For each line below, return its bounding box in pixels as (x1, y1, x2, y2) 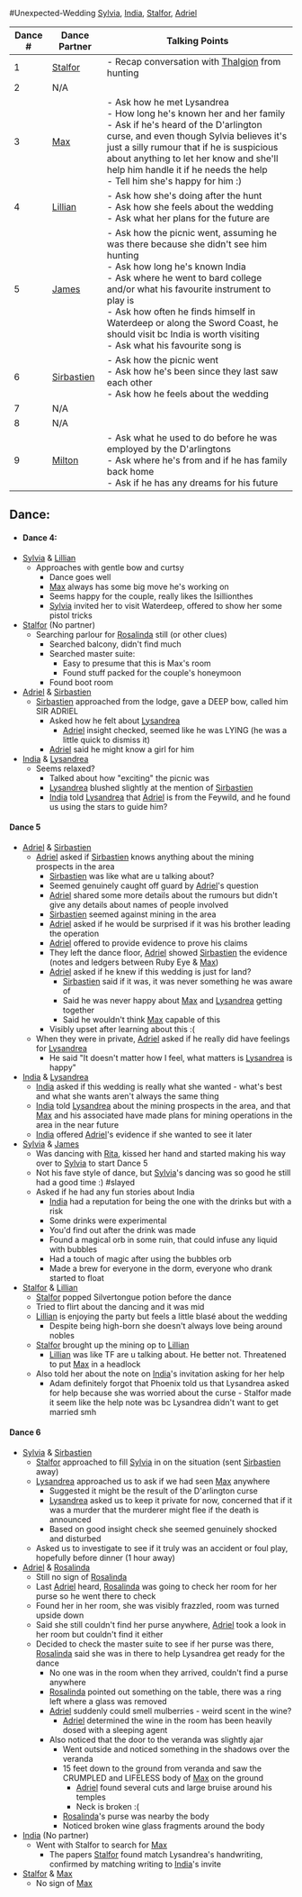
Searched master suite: (49, 648, 136, 658)
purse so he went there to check (35, 1591, 156, 1602)
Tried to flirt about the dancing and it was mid (35, 1301, 205, 1312)
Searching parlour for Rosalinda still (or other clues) (35, 629, 227, 640)
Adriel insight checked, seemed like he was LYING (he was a (62, 724, 288, 735)
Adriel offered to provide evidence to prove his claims (49, 937, 248, 948)
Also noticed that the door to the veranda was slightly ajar (49, 1734, 263, 1745)
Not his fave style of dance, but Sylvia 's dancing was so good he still (35, 1166, 291, 1178)
